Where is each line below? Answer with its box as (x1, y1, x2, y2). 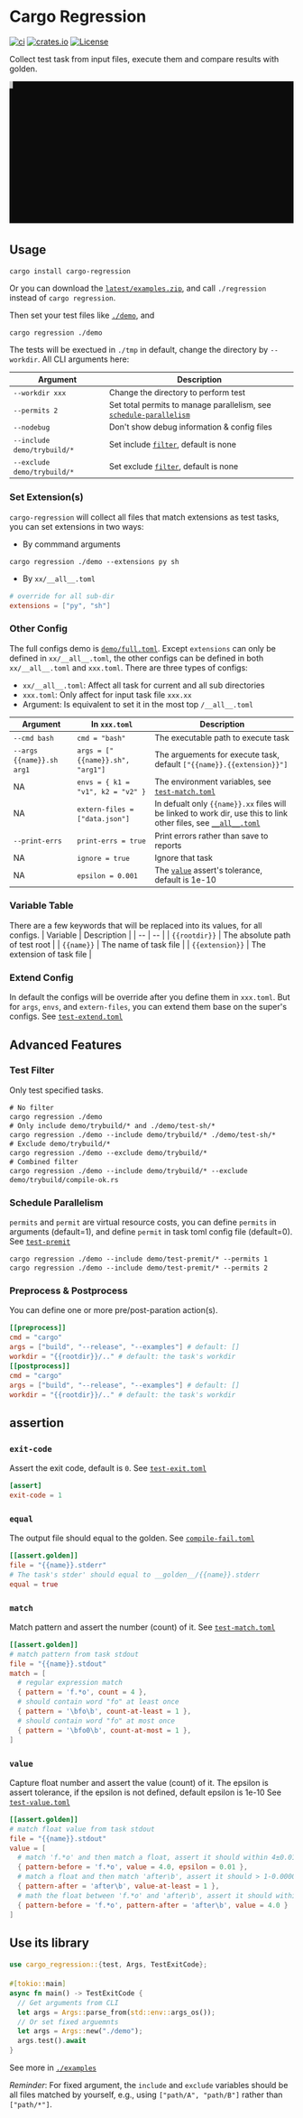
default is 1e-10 (154, 874, 216, 885)
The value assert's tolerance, (154, 865, 263, 876)
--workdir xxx (13, 388, 67, 398)
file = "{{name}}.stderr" (9, 1561, 106, 1570)
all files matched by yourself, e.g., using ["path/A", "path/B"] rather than (9, 2089, 283, 2100)
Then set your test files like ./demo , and (9, 310, 155, 321)
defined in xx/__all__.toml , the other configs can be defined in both (9, 652, 264, 663)
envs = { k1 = (77, 778, 131, 787)
